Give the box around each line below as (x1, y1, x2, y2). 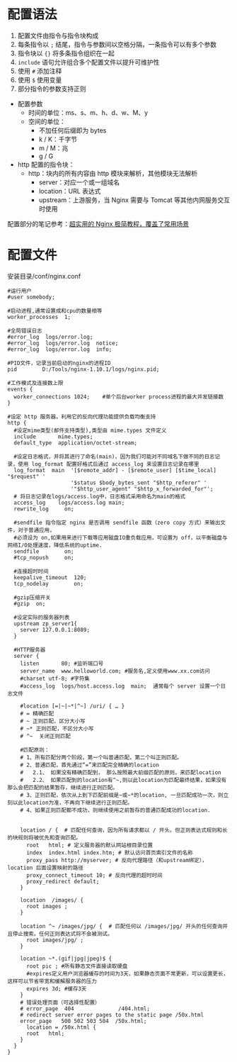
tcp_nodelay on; (13, 580, 83, 587)
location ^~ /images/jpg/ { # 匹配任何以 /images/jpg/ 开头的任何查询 (20, 922, 223, 929)
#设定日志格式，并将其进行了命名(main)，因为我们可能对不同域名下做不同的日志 (13, 453, 215, 460)
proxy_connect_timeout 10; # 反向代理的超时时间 (25, 871, 163, 879)
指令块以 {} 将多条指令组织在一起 (17, 49, 115, 57)
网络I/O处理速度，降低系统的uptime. (7, 542, 103, 549)
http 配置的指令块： (17, 160, 75, 169)
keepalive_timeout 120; (13, 574, 87, 581)
